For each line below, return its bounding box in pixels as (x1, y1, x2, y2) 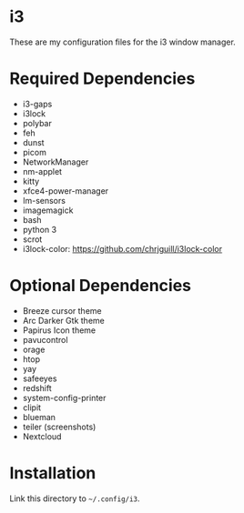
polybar (22, 117, 52, 128)
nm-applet (22, 166, 62, 176)
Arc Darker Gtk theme (22, 315, 105, 326)
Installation (9, 463, 97, 483)
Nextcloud (22, 430, 62, 442)
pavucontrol (22, 334, 68, 345)
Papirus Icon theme (22, 325, 97, 336)
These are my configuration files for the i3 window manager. (9, 36, 237, 47)
